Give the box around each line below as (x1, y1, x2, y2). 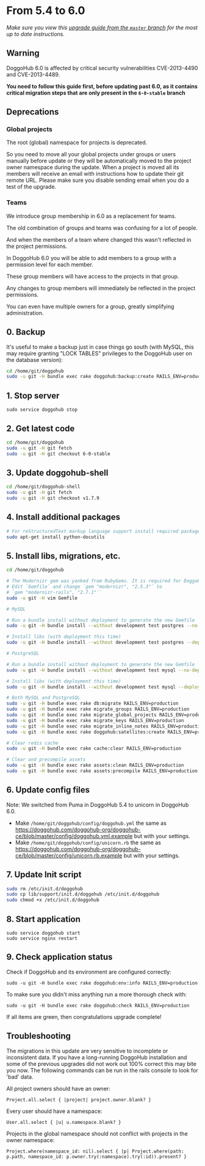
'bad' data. (6, 1073, 34, 1081)
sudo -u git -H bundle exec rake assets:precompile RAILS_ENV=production (6, 768, 198, 774)
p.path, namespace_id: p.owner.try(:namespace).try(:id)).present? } (6, 1153, 187, 1160)
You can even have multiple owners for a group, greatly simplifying (6, 303, 174, 310)
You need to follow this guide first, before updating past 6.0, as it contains (6, 82, 198, 90)
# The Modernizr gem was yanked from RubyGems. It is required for (6, 578, 182, 584)
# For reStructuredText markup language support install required (6, 528, 179, 534)
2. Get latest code (6, 423, 75, 433)
